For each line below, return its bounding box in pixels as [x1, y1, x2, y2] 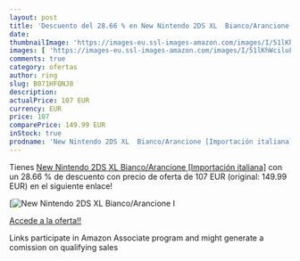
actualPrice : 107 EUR [9, 95, 90, 105]
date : [9, 29, 29, 38]
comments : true [9, 54, 66, 63]
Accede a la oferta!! [9, 215, 82, 225]
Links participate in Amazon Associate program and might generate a [9, 232, 264, 243]
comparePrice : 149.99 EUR [9, 121, 105, 130]
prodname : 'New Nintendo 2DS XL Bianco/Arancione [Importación [9, 137, 254, 146]
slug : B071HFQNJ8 [9, 79, 74, 88]
